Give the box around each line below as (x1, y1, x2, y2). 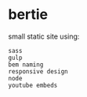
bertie (8, 6, 49, 24)
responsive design (8, 67, 68, 76)
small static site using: (8, 32, 80, 41)
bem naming (8, 61, 44, 69)
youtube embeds (8, 81, 58, 89)
